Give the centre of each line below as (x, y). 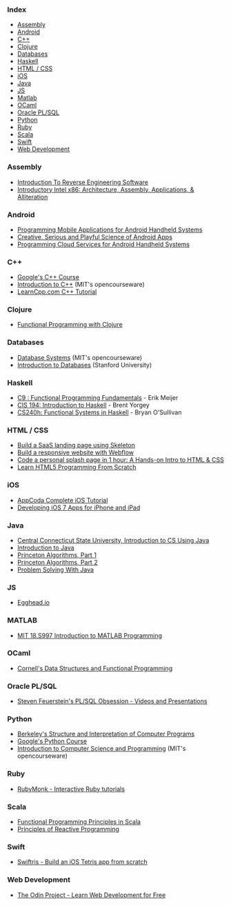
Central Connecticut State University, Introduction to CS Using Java (113, 540)
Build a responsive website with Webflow (76, 452)
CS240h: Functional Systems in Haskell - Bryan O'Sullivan (99, 412)
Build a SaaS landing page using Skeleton (76, 445)
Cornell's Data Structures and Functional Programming (95, 668)
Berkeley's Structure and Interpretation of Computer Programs (106, 734)
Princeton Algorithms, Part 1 (57, 555)
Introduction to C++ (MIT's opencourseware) (81, 285)
